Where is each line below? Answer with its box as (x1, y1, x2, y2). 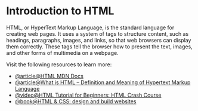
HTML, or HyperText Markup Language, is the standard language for (6, 24, 175, 31)
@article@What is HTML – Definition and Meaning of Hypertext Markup (14, 79, 191, 86)
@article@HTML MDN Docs (14, 72, 83, 79)
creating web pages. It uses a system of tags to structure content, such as (6, 30, 189, 37)
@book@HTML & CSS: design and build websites (14, 97, 137, 105)
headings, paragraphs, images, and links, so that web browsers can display (6, 36, 191, 44)
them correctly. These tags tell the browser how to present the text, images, (6, 43, 193, 50)
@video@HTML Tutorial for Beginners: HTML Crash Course (14, 91, 162, 98)
